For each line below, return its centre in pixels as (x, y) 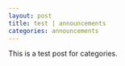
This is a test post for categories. (63, 54)
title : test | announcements (57, 23)
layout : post (30, 16)
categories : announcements (54, 31)
